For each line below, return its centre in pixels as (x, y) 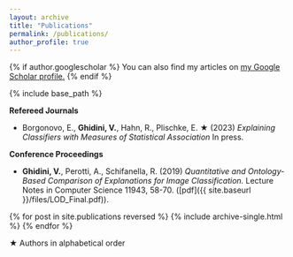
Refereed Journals (44, 110)
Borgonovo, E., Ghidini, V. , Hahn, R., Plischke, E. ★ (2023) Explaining (149, 128)
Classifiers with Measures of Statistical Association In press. (133, 137)
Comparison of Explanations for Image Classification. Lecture (161, 181)
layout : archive (39, 17)
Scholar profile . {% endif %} (61, 77)
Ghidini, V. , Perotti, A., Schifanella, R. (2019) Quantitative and (134, 171)
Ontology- (266, 171)
